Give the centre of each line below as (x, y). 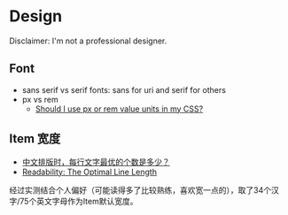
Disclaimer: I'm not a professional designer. (88, 41)
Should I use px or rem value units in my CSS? (119, 109)
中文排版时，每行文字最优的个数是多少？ (96, 162)
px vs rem (40, 99)
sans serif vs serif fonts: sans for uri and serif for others (124, 89)
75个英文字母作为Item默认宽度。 (79, 201)
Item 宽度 (35, 139)
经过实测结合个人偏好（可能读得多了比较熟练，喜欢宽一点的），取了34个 (140, 190)
